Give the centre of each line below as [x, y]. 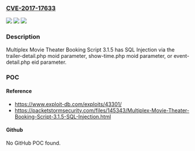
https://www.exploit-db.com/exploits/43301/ [68, 104]
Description [23, 37]
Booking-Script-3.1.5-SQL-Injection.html [63, 116]
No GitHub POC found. [33, 143]
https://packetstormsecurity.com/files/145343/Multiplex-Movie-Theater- [102, 110]
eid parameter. [49, 62]
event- [182, 56]
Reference [19, 91]
